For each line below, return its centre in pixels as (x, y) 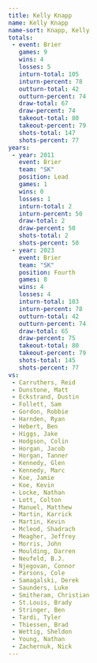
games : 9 (33, 52)
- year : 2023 (33, 250)
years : (19, 148)
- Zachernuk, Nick (42, 647)
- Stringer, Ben (38, 610)
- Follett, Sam (36, 405)
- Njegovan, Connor (44, 566)
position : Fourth (47, 272)
